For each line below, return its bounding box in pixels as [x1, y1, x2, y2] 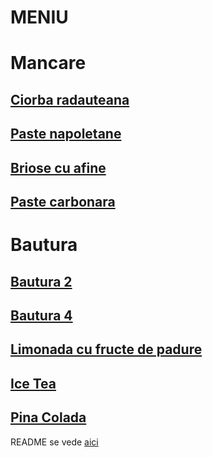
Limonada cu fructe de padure [10, 341, 203, 358]
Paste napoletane [10, 126, 122, 143]
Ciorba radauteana [10, 91, 130, 108]
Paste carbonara [10, 193, 116, 210]
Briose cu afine [10, 159, 107, 176]
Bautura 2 [10, 273, 73, 290]
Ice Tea [10, 375, 57, 392]
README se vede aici [10, 436, 99, 448]
